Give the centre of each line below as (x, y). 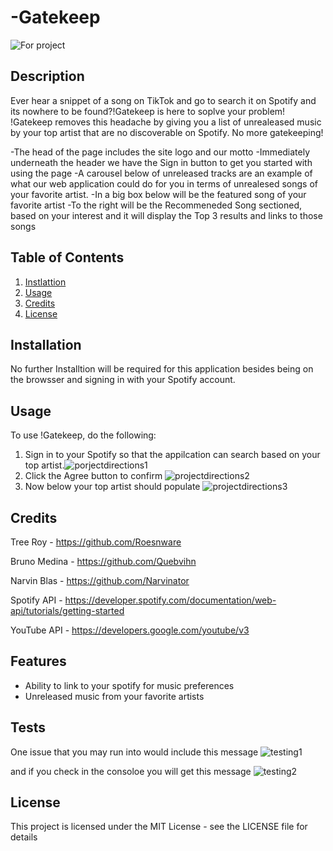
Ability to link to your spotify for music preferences (129, 685)
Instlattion (45, 282)
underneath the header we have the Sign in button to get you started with (161, 162)
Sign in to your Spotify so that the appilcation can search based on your (172, 455)
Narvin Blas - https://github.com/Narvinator (100, 580)
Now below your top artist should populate (112, 487)
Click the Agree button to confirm (93, 476)
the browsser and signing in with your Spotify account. (123, 380)
